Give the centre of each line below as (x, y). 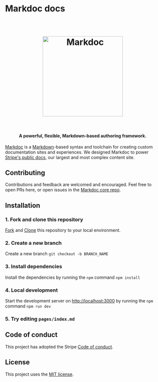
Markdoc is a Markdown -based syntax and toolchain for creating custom (79, 147)
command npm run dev (28, 306)
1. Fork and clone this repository (44, 219)
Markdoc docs (35, 9)
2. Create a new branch (33, 243)
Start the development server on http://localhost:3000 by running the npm (79, 301)
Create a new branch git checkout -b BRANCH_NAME (57, 254)
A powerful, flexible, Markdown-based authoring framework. (83, 136)
